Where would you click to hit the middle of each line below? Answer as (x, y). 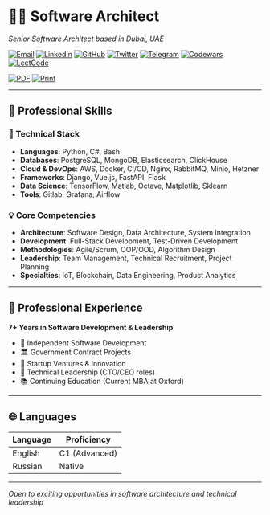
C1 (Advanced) (88, 453)
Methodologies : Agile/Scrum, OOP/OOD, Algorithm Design (117, 249)
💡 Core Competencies (52, 215)
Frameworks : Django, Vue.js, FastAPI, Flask (93, 177)
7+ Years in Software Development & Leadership (91, 327)
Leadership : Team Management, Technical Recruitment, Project (126, 258)
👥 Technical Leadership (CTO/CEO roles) (87, 372)
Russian (27, 466)
